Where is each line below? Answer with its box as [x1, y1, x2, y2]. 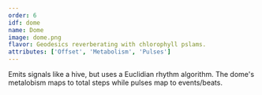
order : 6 [8, 11, 37, 20]
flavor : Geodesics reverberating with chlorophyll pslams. [8, 41, 207, 49]
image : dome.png [8, 33, 62, 42]
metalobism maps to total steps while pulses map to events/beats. [8, 78, 223, 87]
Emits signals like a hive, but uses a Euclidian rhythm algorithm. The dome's [8, 70, 255, 79]
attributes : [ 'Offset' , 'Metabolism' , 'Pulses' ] [8, 48, 171, 56]
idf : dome [8, 19, 41, 27]
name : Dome [8, 26, 44, 34]
